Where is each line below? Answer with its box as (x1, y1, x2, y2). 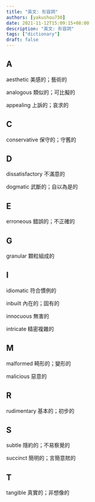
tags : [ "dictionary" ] (6, 31, 60, 37)
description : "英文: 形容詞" (6, 25, 75, 32)
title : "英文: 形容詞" (6, 8, 59, 15)
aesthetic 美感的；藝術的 (6, 76, 68, 83)
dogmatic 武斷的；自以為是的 (6, 183, 78, 190)
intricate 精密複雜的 (6, 325, 54, 332)
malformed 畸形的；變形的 (6, 359, 72, 367)
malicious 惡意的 (6, 373, 47, 380)
